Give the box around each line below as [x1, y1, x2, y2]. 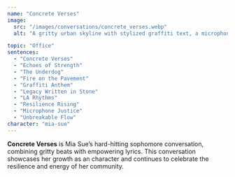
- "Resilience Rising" [13, 101, 80, 108]
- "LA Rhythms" [13, 94, 58, 101]
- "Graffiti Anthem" [13, 81, 73, 88]
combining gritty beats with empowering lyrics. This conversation [7, 147, 196, 155]
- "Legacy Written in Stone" [13, 88, 99, 95]
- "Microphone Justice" [13, 108, 83, 115]
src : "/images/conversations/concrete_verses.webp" [13, 23, 168, 30]
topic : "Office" [7, 43, 55, 50]
